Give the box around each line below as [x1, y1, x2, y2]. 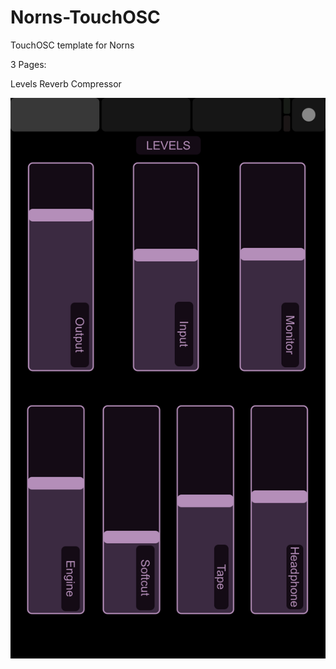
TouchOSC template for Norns [10, 39, 135, 51]
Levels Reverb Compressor [10, 77, 122, 90]
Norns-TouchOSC [10, 6, 161, 29]
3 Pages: [10, 58, 47, 70]
